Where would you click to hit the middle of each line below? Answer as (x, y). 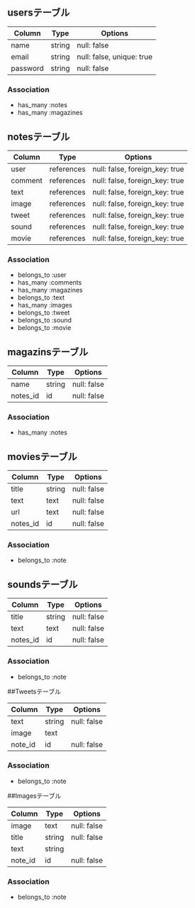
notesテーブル (39, 137)
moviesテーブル (42, 456)
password (27, 68)
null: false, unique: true (115, 57)
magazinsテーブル (48, 352)
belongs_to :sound (45, 320)
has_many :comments (50, 283)
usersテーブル (39, 13)
